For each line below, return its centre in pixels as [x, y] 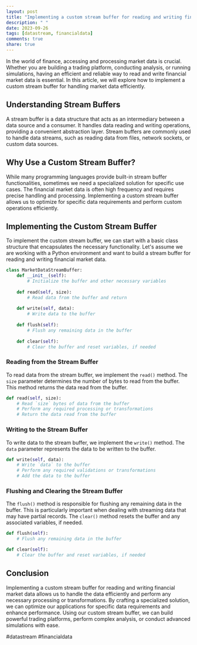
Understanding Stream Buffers [63, 105]
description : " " [27, 22]
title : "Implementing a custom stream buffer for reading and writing [94, 17]
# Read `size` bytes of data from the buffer [73, 403]
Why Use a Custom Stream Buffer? [71, 163]
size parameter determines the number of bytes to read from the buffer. [93, 381]
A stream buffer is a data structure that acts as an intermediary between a [95, 119]
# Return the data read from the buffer [67, 415]
